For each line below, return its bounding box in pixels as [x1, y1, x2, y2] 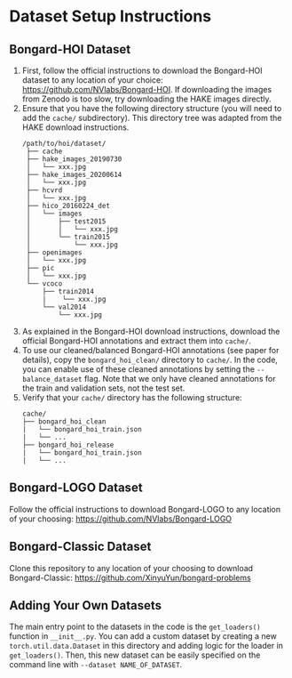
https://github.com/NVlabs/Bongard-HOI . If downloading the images [21, 85, 272, 94]
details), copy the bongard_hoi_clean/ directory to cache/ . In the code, [21, 354, 278, 365]
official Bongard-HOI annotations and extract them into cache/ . [21, 335, 251, 346]
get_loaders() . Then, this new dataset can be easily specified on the [9, 650, 261, 660]
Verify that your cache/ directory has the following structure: [21, 392, 242, 402]
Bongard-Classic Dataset [9, 539, 152, 554]
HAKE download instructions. [21, 122, 130, 133]
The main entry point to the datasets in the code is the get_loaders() [9, 621, 261, 633]
